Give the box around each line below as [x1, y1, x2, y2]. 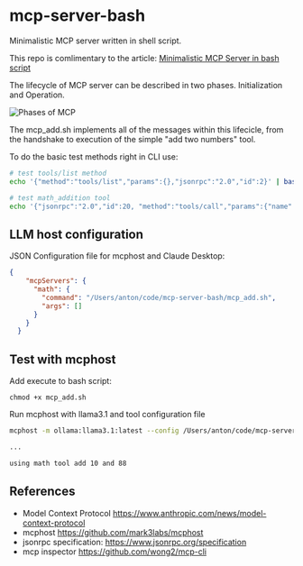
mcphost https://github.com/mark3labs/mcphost [22, 526, 204, 537]
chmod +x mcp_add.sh [9, 393, 87, 402]
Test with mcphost [9, 351, 116, 367]
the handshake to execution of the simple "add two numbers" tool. [9, 133, 256, 144]
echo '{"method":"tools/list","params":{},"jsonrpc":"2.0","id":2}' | [9, 177, 280, 186]
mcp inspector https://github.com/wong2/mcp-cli [22, 546, 207, 557]
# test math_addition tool [9, 193, 111, 203]
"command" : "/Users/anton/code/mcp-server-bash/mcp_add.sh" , [41, 293, 277, 302]
